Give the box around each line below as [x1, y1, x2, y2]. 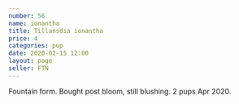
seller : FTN [8, 64, 49, 73]
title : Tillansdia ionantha [8, 27, 104, 35]
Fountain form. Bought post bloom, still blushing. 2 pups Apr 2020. [8, 86, 232, 96]
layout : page [8, 57, 53, 65]
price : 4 [8, 34, 38, 43]
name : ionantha [8, 19, 60, 27]
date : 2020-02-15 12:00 [8, 49, 89, 57]
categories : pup [8, 42, 63, 50]
